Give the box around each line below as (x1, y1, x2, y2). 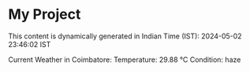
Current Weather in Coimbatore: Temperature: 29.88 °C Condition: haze (8, 55, 241, 64)
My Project (8, 5, 81, 23)
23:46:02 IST (8, 39, 51, 49)
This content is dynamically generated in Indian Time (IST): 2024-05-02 (8, 31, 242, 41)
